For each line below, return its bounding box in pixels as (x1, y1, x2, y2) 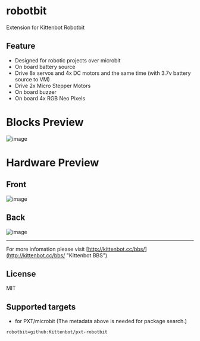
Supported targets (6, 302, 76, 312)
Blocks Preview (6, 115, 84, 129)
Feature (6, 41, 36, 51)
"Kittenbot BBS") (66, 251, 108, 259)
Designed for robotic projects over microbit (14, 56, 121, 64)
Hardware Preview (6, 156, 99, 169)
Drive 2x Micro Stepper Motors (14, 82, 91, 89)
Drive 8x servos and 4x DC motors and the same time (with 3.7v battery (14, 70, 191, 77)
